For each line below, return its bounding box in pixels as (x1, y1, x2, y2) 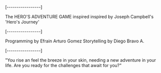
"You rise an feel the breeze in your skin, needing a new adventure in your (5, 57, 156, 63)
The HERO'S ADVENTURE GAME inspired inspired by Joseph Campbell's (5, 14, 154, 19)
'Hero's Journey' (5, 19, 40, 25)
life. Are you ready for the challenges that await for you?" (5, 63, 122, 68)
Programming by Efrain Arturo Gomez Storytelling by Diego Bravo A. (5, 38, 145, 44)
